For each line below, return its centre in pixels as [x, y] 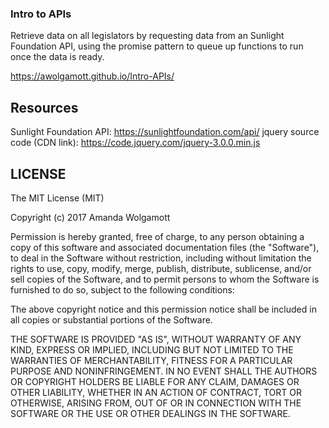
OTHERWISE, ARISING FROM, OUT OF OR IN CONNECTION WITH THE [156, 403]
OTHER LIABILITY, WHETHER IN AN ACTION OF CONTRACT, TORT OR [156, 392]
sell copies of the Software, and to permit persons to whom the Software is [165, 279]
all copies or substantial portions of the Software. [111, 319]
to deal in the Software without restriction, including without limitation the [161, 258]
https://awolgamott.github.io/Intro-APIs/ [92, 76]
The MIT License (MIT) [57, 198]
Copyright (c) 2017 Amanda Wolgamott [90, 217]
